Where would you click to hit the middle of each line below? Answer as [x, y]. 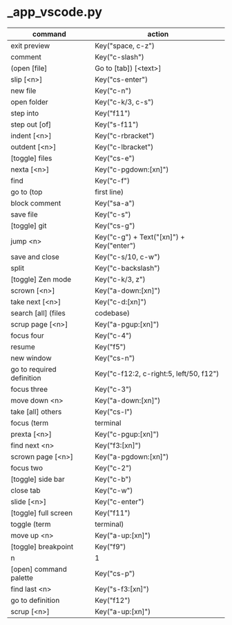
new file [23, 91]
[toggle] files [31, 158]
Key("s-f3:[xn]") [122, 589]
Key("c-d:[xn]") [120, 302]
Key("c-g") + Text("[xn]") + [139, 237]
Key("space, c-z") [125, 46]
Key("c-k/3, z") [120, 279]
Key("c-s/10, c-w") [127, 257]
